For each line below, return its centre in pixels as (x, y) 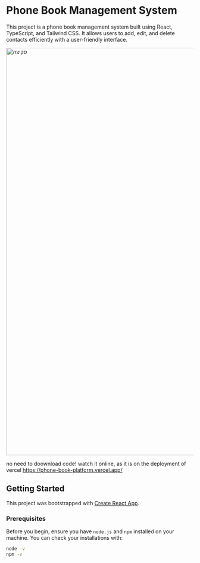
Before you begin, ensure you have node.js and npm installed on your (90, 531)
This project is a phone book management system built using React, (89, 27)
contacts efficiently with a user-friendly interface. (67, 39)
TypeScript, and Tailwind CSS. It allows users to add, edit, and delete (91, 33)
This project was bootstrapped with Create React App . (73, 503)
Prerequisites (26, 518)
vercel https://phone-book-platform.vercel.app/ (65, 470)
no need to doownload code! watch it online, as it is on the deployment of (96, 464)
